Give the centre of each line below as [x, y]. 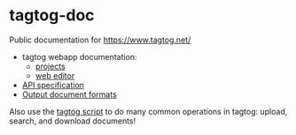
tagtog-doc [52, 15]
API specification [53, 85]
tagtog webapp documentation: [79, 56]
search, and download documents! [73, 121]
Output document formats [69, 94]
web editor [55, 75]
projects [50, 66]
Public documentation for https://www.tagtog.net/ [100, 40]
